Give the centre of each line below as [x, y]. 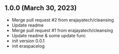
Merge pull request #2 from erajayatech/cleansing [63, 20]
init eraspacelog [28, 46]
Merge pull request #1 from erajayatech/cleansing [62, 30]
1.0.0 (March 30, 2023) [41, 8]
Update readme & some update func [49, 35]
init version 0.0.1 [28, 41]
